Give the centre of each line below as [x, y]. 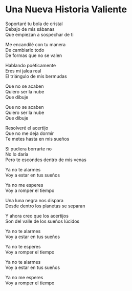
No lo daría [17, 154]
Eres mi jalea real [23, 71]
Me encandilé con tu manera [35, 44]
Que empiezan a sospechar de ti [39, 34]
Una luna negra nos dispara [35, 200]
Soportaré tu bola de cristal [34, 24]
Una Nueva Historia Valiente [66, 9]
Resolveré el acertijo [27, 128]
